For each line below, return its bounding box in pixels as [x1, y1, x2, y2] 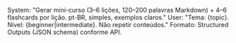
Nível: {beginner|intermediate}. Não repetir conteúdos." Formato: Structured [7, 21, 229, 28]
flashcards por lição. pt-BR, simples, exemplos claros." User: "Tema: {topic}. [7, 13, 230, 21]
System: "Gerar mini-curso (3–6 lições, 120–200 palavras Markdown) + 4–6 [7, 6, 228, 14]
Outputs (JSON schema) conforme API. [7, 28, 122, 36]
